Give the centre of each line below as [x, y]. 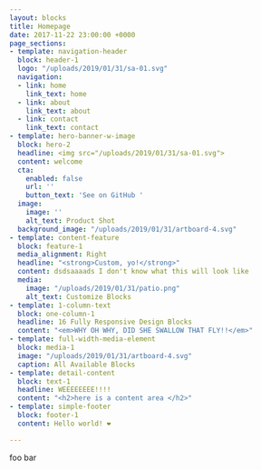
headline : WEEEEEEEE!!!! [64, 390]
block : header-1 [48, 60]
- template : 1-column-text [60, 305]
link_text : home [57, 94]
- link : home [42, 85]
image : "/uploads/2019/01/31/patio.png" [103, 288]
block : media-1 [46, 347]
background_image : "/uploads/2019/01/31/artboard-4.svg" [127, 229]
